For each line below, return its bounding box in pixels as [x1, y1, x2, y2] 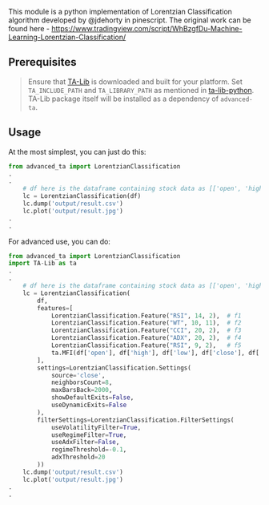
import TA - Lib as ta [8, 260, 78, 268]
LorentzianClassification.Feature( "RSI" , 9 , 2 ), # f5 [50, 341, 242, 349]
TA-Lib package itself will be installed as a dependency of [27, 94, 219, 103]
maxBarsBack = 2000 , [50, 386, 113, 394]
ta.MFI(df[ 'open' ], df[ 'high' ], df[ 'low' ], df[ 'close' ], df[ [50, 349, 260, 357]
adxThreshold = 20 [50, 453, 106, 462]
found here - [8, 24, 50, 33]
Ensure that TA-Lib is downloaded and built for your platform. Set [27, 76, 243, 87]
